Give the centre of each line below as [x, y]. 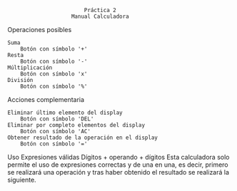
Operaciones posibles [40, 30]
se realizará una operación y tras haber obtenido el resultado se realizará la [118, 172]
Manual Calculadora [100, 16]
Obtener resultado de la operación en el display [83, 138]
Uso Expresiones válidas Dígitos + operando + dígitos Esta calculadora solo [118, 157]
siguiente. [22, 180]
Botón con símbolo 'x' [54, 74]
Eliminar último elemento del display [65, 113]
